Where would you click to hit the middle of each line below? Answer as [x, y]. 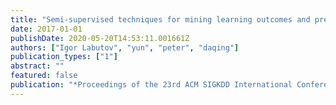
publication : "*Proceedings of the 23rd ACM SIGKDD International [151, 85]
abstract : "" [37, 66]
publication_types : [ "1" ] [64, 57]
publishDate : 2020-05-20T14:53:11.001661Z [100, 38]
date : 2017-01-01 [46, 29]
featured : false [44, 76]
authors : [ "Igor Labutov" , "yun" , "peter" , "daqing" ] [125, 47]
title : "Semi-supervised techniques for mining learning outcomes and [160, 19]
